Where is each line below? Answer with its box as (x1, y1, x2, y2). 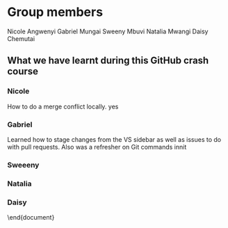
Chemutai (7, 34, 35, 42)
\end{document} (7, 213, 55, 222)
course (7, 65, 39, 77)
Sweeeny (7, 160, 40, 170)
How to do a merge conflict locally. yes (7, 102, 119, 111)
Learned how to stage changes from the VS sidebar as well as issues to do (7, 135, 221, 143)
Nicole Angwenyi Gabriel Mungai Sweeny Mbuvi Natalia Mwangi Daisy (7, 27, 209, 35)
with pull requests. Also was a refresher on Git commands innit (7, 142, 187, 151)
